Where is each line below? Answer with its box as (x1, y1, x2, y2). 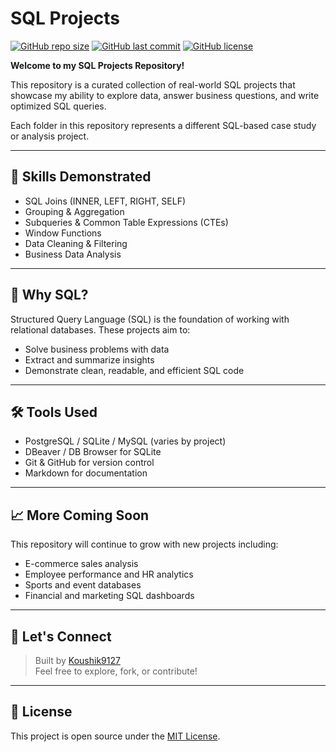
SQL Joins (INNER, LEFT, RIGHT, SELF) (24, 195, 187, 207)
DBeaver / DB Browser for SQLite (24, 446, 162, 458)
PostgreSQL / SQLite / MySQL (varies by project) (24, 435, 227, 447)
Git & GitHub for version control (24, 457, 155, 469)
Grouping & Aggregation (24, 205, 125, 217)
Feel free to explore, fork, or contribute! (34, 665, 198, 677)
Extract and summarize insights (24, 353, 155, 366)
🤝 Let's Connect (10, 628, 112, 645)
